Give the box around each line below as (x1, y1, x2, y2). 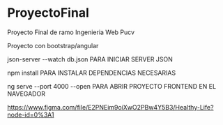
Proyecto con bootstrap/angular (7, 41, 99, 50)
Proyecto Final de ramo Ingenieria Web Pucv (7, 28, 134, 36)
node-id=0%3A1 (7, 110, 54, 119)
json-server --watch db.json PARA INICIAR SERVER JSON (7, 54, 173, 64)
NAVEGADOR (7, 89, 45, 98)
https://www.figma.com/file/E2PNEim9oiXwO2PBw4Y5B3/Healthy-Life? (7, 103, 214, 111)
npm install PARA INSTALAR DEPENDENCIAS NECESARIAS (7, 68, 176, 77)
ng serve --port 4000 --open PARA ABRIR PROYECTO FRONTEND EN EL (7, 82, 217, 90)
